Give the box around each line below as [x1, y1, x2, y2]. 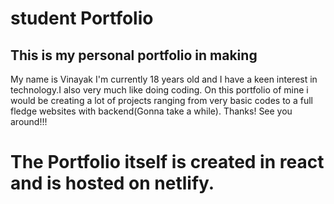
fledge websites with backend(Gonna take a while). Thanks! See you [10, 105, 293, 117]
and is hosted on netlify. [10, 172, 215, 195]
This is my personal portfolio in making [10, 47, 258, 64]
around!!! [10, 116, 48, 127]
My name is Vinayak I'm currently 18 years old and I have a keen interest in [10, 73, 318, 85]
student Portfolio [10, 7, 154, 30]
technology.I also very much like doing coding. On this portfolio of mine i [10, 84, 309, 96]
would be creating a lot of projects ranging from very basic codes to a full [10, 95, 313, 106]
